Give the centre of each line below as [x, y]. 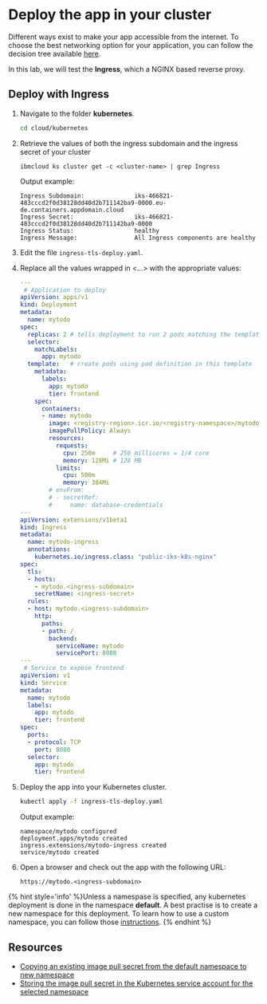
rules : [38, 601]
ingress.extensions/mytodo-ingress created [93, 846]
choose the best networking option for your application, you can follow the [131, 45]
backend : [63, 638]
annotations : [49, 549]
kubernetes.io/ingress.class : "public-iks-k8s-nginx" [126, 557]
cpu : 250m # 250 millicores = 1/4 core [136, 453]
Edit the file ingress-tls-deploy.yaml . [81, 252]
